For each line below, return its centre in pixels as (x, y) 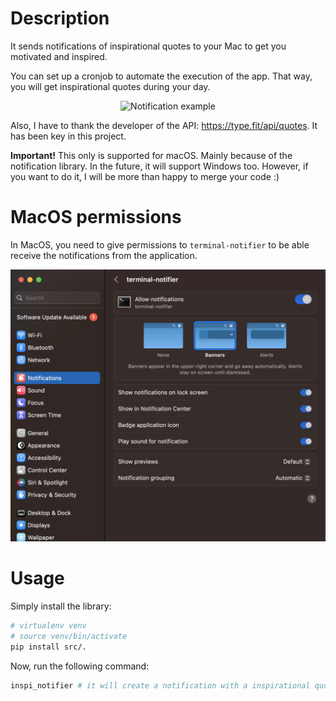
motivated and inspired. (59, 56)
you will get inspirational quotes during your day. (110, 86)
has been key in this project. (68, 136)
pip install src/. (48, 647)
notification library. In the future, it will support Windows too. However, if (159, 166)
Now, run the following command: (80, 666)
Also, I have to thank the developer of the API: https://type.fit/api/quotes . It (164, 125)
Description (60, 18)
